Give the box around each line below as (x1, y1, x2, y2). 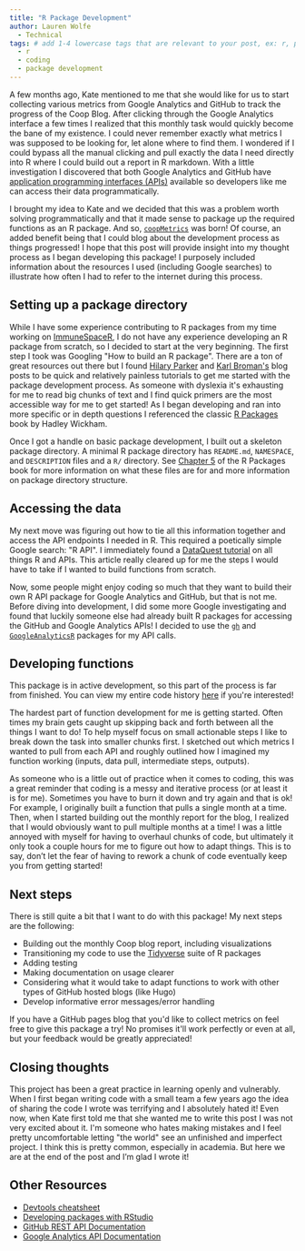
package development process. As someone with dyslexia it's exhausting (9, 379, 284, 390)
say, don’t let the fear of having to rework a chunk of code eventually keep (9, 851, 288, 862)
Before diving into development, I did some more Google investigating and (9, 600, 287, 611)
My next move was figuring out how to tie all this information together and (9, 525, 286, 536)
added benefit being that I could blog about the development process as (9, 232, 280, 243)
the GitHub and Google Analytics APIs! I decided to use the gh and (9, 620, 257, 631)
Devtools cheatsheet (22, 1202, 101, 1213)
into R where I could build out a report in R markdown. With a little (9, 156, 255, 167)
